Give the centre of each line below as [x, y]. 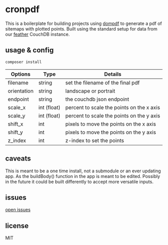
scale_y [16, 115]
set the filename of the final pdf [103, 82]
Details [113, 74]
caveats [18, 159]
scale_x [17, 107]
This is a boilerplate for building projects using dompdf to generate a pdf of [84, 23]
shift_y [15, 132]
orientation [21, 91]
